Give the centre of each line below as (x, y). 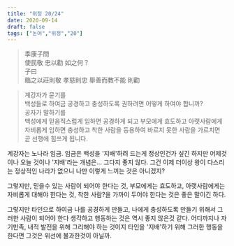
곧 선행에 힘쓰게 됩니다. (56, 139)
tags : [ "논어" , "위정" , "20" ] (45, 33)
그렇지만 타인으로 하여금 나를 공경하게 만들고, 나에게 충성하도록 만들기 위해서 (112, 210)
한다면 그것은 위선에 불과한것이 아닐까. (59, 236)
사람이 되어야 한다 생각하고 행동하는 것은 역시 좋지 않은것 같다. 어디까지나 (120, 218)
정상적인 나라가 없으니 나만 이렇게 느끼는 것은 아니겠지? (90, 171)
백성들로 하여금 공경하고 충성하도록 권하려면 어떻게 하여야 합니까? (114, 104)
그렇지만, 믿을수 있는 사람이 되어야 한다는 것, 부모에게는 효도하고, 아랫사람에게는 (116, 186)
